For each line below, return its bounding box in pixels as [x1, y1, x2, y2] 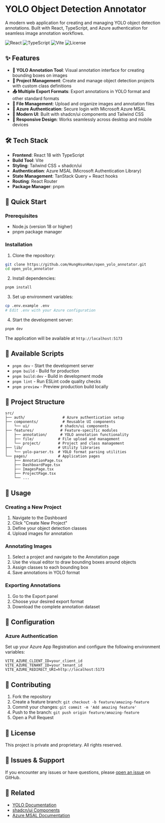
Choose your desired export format [12, 598, 84, 604]
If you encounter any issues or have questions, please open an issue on [5, 769, 151, 775]
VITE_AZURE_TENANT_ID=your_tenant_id [5, 663, 83, 668]
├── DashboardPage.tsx [14, 462, 61, 467]
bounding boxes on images [12, 72, 67, 78]
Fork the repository [12, 693, 52, 700]
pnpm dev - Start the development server [12, 362, 94, 368]
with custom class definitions [12, 83, 72, 89]
